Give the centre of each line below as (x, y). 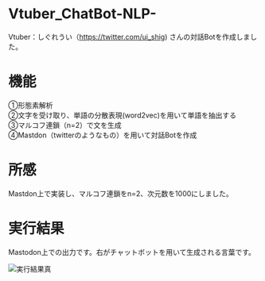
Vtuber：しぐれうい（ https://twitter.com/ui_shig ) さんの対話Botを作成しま (129, 37)
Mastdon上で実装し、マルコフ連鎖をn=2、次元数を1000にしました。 (121, 193)
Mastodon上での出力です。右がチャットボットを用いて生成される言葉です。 (132, 252)
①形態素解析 (31, 105)
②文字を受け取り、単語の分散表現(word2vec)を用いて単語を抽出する (123, 115)
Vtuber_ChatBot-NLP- (82, 14)
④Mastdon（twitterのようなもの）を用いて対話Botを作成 (103, 135)
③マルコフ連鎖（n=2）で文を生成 (65, 125)
